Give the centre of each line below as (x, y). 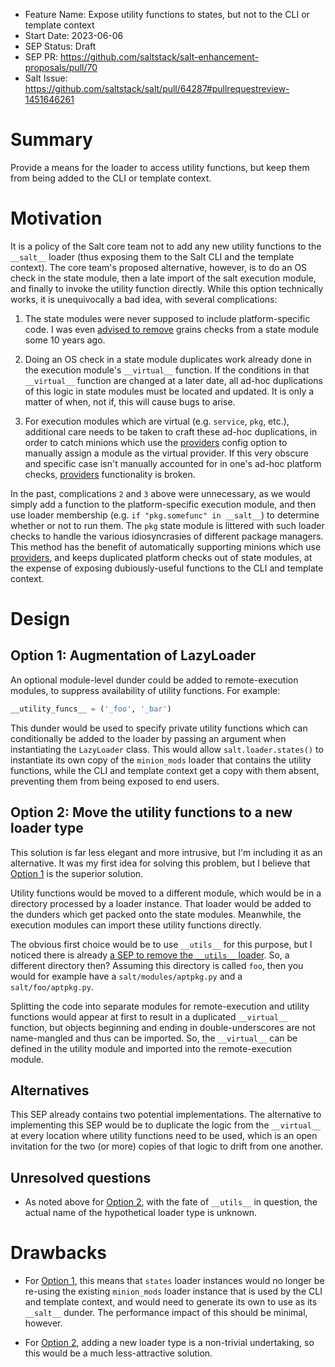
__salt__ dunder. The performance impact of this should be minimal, (166, 1313)
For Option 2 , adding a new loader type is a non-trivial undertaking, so (169, 1343)
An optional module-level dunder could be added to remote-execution (154, 680)
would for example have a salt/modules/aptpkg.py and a (126, 976)
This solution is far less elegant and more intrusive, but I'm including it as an (166, 852)
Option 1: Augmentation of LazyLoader (133, 655)
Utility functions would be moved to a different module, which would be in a (166, 893)
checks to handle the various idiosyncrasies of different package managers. (167, 536)
